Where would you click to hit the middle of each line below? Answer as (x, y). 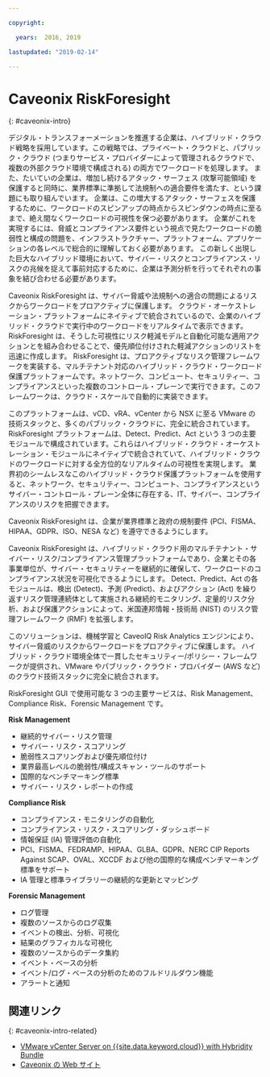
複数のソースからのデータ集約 (69, 953)
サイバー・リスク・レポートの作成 (77, 787)
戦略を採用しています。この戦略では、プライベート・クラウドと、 (124, 148)
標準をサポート (45, 870)
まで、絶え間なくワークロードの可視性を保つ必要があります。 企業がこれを (132, 218)
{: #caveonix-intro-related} (53, 1031)
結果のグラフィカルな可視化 (66, 942)
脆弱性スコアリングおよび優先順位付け (83, 756)
